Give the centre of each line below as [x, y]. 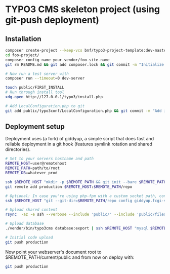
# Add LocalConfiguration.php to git [45, 106]
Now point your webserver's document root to [53, 252]
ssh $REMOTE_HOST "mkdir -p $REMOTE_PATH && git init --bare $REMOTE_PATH [86, 182]
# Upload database [25, 224]
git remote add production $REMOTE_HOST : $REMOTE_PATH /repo [69, 187]
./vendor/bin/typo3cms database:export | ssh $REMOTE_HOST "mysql [77, 228]
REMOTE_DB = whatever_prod [31, 173]
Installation [23, 39]
